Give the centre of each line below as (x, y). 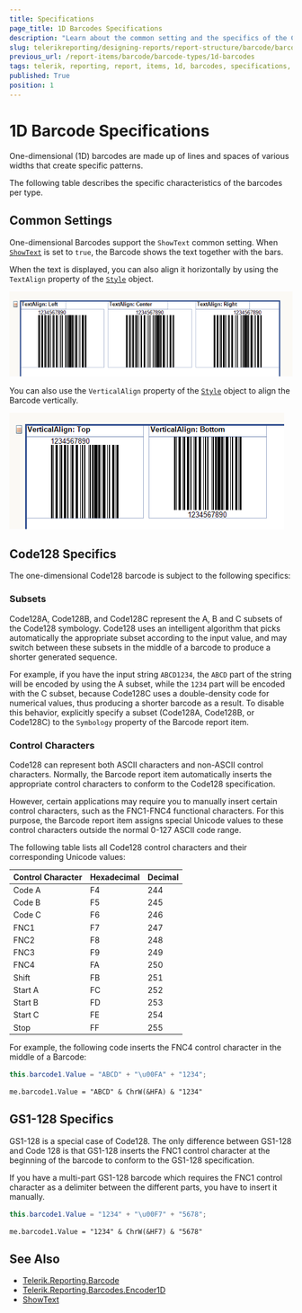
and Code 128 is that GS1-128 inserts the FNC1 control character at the (140, 1150)
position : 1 (31, 85)
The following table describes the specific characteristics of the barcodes (146, 182)
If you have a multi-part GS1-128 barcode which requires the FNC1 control (146, 1177)
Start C (26, 1015)
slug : (19, 48)
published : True (40, 76)
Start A (26, 989)
